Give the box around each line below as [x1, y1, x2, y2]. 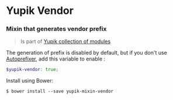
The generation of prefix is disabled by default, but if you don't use [6, 49, 168, 56]
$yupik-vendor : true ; [6, 67, 59, 73]
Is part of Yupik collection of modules [20, 38, 111, 45]
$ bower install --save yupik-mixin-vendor [6, 88, 114, 94]
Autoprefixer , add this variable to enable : [6, 55, 106, 62]
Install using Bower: [6, 77, 54, 84]
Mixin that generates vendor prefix [6, 25, 107, 33]
